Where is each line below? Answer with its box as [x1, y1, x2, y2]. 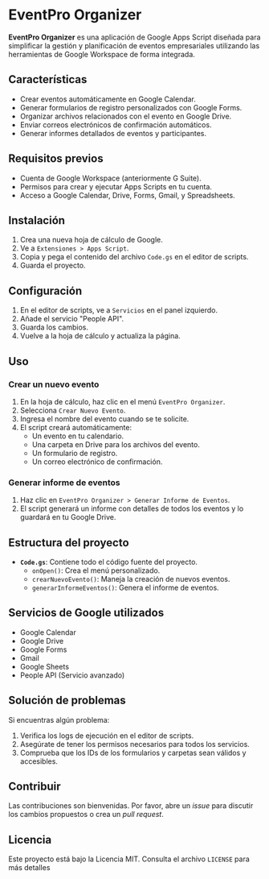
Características [8, 73, 88, 86]
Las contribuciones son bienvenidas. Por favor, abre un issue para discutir [8, 801, 254, 811]
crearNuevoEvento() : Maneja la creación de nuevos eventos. [31, 574, 230, 583]
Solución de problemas [8, 694, 126, 707]
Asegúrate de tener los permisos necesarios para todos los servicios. [19, 739, 251, 748]
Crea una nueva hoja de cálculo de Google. [19, 235, 163, 245]
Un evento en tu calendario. [31, 431, 124, 441]
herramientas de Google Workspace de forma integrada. [8, 49, 195, 59]
